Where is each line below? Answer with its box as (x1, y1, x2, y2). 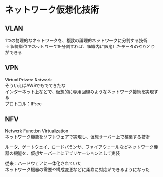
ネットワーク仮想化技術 (5, 4, 99, 16)
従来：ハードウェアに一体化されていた (5, 161, 82, 166)
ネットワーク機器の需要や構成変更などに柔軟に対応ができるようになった (5, 166, 150, 172)
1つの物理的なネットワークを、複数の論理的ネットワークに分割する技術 (5, 37, 147, 43)
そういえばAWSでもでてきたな (5, 82, 66, 88)
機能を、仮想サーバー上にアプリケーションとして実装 (13, 150, 120, 156)
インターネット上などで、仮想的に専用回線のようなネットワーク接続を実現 (5, 88, 154, 95)
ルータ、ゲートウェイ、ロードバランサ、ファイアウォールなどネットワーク (5, 144, 154, 150)
